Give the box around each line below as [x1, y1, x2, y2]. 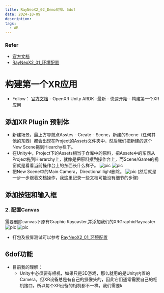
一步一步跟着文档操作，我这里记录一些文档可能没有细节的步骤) [12, 175, 139, 181]
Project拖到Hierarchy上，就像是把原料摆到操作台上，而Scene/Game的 [12, 156, 155, 162]
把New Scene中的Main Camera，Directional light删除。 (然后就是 [12, 169, 157, 175]
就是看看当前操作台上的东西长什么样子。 [16, 163, 99, 169]
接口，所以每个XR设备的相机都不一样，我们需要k [24, 282, 123, 288]
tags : [5, 21, 16, 26]
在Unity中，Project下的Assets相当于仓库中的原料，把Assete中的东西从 [12, 150, 156, 156]
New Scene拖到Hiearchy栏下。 [12, 144, 76, 150]
